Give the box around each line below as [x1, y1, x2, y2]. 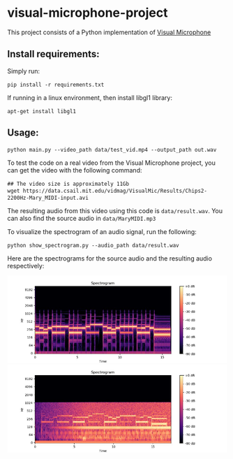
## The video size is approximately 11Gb [7, 180, 130, 187]
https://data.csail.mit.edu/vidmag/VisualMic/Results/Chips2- [22, 187, 208, 194]
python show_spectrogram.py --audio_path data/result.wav [7, 242, 179, 249]
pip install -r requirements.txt [7, 81, 105, 88]
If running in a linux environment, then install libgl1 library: [7, 93, 173, 102]
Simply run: [7, 66, 40, 75]
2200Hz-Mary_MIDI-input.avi [7, 194, 89, 201]
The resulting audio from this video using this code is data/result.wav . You [7, 206, 223, 214]
